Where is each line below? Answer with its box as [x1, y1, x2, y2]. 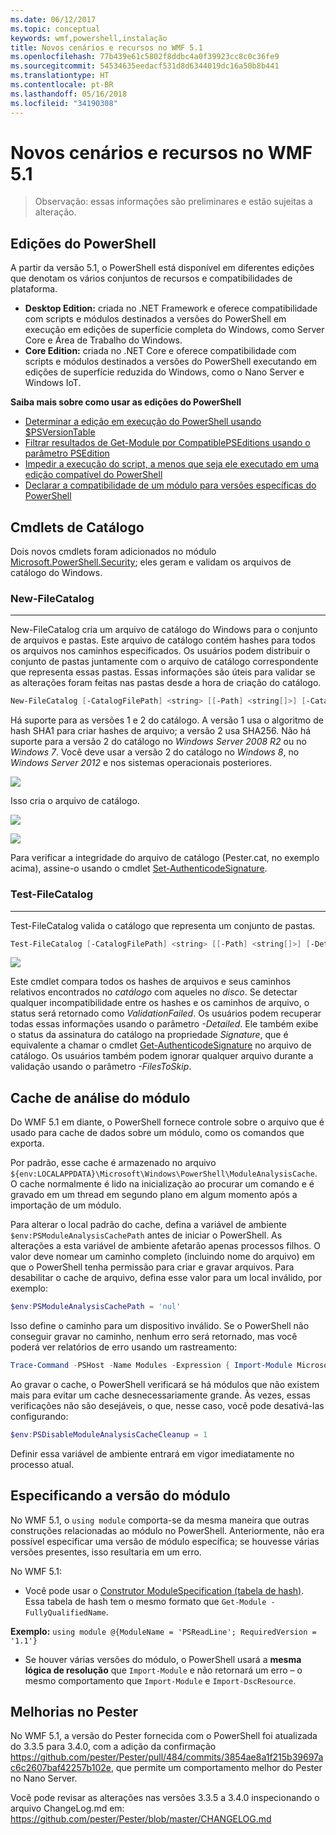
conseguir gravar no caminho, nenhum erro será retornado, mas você [10, 1331, 298, 1343]
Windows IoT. [24, 377, 82, 389]
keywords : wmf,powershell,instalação [10, 33, 168, 43]
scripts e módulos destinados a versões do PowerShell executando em [24, 356, 318, 368]
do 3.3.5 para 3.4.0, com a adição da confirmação [10, 1741, 217, 1753]
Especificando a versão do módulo [10, 1487, 231, 1505]
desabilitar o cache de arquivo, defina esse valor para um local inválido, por [10, 1272, 323, 1284]
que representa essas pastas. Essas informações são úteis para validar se [10, 666, 316, 678]
